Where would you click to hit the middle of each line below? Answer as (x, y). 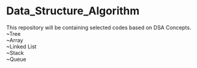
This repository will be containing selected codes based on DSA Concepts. (99, 27)
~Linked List (22, 47)
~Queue (16, 59)
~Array (15, 40)
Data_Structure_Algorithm (73, 11)
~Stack (15, 52)
